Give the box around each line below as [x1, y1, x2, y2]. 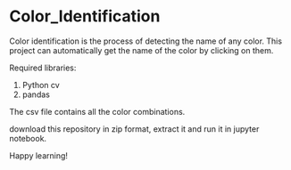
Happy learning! [9, 150, 69, 161]
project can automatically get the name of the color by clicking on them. [9, 45, 274, 55]
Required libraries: [9, 62, 77, 73]
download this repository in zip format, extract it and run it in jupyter [9, 123, 260, 134]
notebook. [9, 133, 47, 143]
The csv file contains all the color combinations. [9, 106, 186, 117]
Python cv [21, 79, 60, 90]
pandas [21, 89, 51, 100]
